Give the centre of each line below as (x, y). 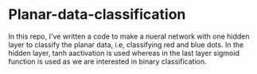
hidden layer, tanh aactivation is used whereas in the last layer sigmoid (124, 53)
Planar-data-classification (97, 15)
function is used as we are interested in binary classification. (107, 61)
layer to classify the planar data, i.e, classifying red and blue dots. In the (126, 44)
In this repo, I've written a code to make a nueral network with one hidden (129, 36)
